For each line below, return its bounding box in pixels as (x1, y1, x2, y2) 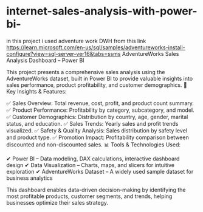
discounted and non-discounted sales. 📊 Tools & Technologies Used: (6, 141, 181, 148)
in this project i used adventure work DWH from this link (6, 37, 146, 44)
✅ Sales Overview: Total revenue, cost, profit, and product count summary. (6, 99, 194, 107)
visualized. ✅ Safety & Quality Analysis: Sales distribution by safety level (6, 126, 187, 134)
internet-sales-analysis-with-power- (6, 4, 198, 18)
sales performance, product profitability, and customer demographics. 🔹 (6, 81, 187, 89)
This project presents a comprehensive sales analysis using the (6, 68, 165, 75)
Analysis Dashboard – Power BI (6, 56, 84, 64)
